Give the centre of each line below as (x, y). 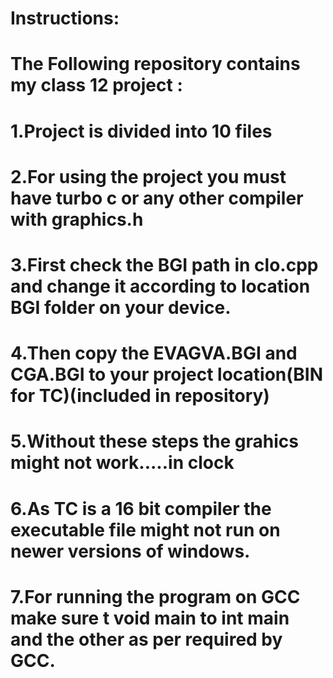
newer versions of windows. (130, 551)
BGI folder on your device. (121, 307)
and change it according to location (160, 286)
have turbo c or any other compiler (157, 198)
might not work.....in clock (122, 463)
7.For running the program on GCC (155, 596)
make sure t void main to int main (150, 618)
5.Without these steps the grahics (154, 441)
